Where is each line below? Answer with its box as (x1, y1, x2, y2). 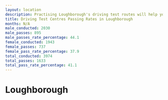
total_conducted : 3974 (5, 53, 52, 59)
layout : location (5, 7, 41, 12)
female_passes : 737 (5, 44, 46, 49)
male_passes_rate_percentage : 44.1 (5, 35, 79, 40)
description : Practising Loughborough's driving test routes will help (5, 12, 157, 17)
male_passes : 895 (5, 30, 41, 35)
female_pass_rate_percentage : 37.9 (5, 49, 79, 54)
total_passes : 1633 (5, 58, 46, 63)
